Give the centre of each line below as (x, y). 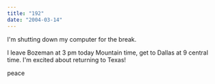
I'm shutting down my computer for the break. (72, 39)
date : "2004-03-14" (35, 20)
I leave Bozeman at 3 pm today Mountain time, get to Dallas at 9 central (108, 53)
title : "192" (26, 13)
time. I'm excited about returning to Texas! (67, 59)
